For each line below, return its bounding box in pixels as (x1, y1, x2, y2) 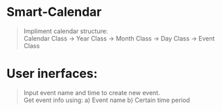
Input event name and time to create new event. (23, 88, 160, 97)
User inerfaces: (6, 66, 98, 81)
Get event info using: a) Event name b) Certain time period (23, 96, 190, 104)
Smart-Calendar (6, 4, 102, 20)
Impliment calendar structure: (23, 27, 108, 35)
